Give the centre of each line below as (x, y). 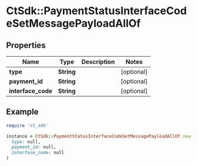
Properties (26, 45)
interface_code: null (38, 153)
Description (98, 62)
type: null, (26, 142)
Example (22, 112)
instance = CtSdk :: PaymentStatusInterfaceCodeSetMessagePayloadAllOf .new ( (100, 136)
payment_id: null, (34, 147)
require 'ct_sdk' (27, 125)
